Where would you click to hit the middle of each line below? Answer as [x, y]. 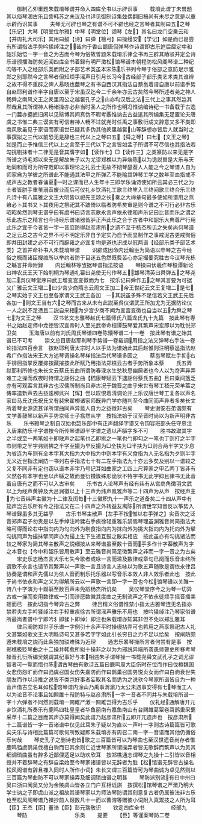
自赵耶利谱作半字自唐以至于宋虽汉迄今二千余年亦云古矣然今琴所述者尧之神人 [101, 92]
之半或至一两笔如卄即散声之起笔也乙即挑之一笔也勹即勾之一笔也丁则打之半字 [101, 438]
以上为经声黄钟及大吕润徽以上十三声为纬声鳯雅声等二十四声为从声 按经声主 [101, 491]
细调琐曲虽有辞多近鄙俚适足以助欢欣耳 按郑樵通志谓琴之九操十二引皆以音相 [101, 755]
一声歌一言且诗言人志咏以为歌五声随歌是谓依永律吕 [132, 566]
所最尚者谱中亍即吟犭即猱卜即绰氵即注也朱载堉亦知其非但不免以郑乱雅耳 [96, 619]
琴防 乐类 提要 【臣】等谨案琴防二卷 [93, 815]
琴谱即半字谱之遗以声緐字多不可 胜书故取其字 [130, 431]
